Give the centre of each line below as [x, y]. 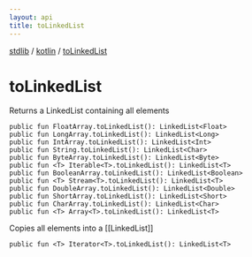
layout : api [31, 17]
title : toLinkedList [47, 26]
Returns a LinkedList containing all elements [89, 110]
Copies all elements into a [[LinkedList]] [81, 228]
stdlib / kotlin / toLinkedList [58, 50]
